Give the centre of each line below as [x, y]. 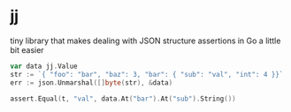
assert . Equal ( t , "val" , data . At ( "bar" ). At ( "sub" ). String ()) [123, 99]
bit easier [27, 49]
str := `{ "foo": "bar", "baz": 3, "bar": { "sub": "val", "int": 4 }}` [147, 74]
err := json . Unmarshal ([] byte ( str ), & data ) [92, 82]
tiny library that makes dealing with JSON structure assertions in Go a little [145, 41]
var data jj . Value [44, 66]
